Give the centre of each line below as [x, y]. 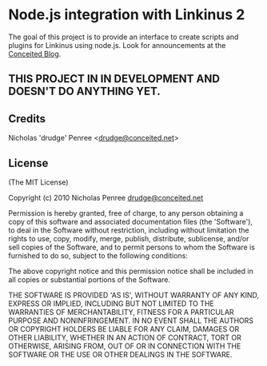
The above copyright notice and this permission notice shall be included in [131, 271]
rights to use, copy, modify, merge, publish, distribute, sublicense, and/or [129, 238]
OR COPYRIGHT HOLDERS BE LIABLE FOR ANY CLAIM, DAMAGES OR [124, 328]
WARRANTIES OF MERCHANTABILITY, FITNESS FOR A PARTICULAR [121, 312]
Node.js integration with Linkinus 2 [127, 15]
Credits [27, 119]
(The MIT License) [39, 182]
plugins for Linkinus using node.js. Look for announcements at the [117, 45]
